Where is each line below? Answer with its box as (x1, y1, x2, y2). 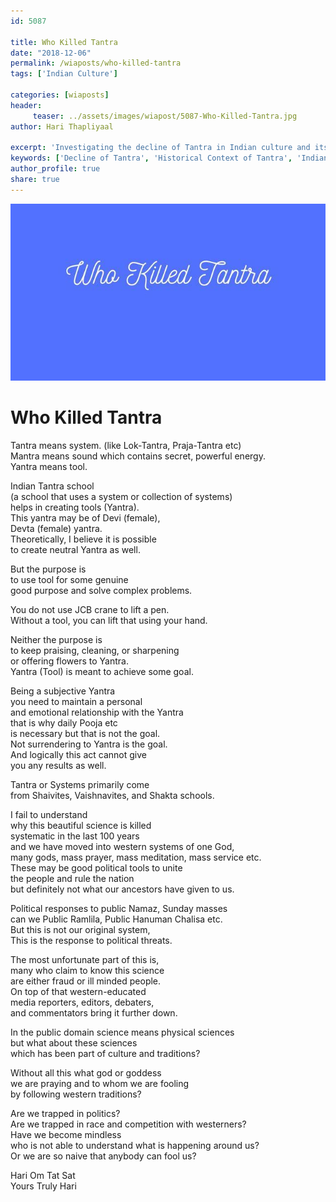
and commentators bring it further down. (10, 1007, 178, 1019)
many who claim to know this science (10, 965, 165, 977)
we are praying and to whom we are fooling (10, 1078, 190, 1090)
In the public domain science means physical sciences (10, 1026, 235, 1039)
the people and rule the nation (10, 873, 135, 885)
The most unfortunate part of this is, (10, 954, 160, 966)
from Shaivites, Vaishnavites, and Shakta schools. (10, 790, 215, 802)
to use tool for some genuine (10, 574, 129, 586)
